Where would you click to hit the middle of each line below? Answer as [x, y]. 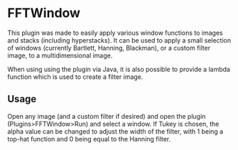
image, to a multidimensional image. [60, 55]
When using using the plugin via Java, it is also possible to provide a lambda [119, 69]
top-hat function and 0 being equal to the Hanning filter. [89, 139]
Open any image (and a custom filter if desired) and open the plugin [107, 116]
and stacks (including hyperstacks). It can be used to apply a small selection [119, 40]
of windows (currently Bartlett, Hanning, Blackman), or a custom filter [109, 48]
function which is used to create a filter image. [75, 77]
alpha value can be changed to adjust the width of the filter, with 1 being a [115, 131]
